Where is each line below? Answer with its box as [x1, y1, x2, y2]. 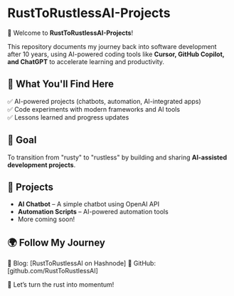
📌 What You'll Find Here [7, 78, 114, 90]
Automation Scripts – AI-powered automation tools [17, 208, 169, 216]
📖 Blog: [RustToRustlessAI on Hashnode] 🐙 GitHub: [7, 259, 156, 268]
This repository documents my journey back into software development [7, 42, 217, 51]
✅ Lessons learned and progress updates [7, 112, 129, 122]
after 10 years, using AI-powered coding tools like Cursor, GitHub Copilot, [7, 50, 225, 58]
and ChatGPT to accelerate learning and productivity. [7, 57, 165, 65]
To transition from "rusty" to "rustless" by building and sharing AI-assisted [7, 153, 228, 162]
